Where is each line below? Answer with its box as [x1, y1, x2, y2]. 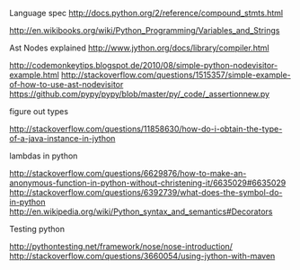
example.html [9, 69, 60, 80]
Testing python [9, 224, 66, 234]
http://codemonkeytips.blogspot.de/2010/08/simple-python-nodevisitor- [9, 60, 278, 70]
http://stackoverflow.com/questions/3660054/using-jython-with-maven [9, 251, 276, 261]
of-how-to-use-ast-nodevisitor [9, 79, 124, 89]
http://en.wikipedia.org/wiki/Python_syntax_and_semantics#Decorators [9, 206, 273, 217]
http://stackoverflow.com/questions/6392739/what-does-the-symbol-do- [9, 187, 283, 197]
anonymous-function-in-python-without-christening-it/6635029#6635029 [9, 177, 287, 188]
